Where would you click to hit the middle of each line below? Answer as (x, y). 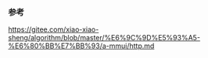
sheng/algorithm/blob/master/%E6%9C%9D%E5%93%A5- (104, 38)
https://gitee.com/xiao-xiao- (54, 29)
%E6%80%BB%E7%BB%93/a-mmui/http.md (81, 46)
